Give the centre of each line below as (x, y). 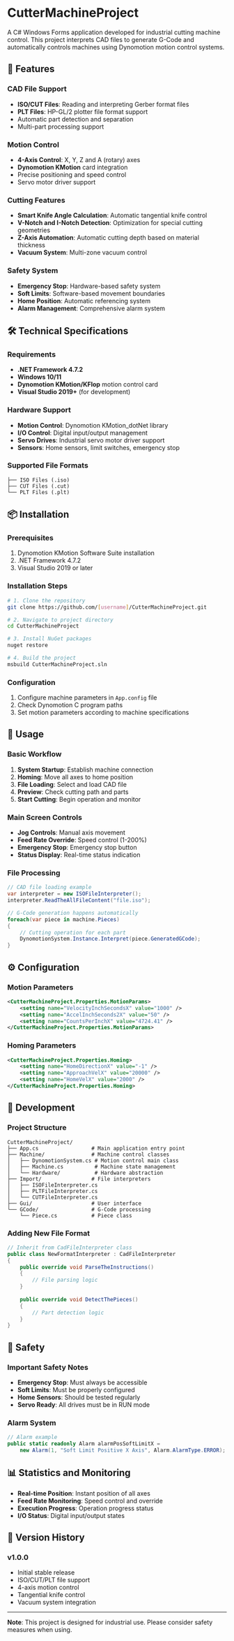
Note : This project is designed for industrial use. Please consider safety (110, 1622)
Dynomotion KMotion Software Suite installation (86, 553)
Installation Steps (38, 586)
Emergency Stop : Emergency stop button (77, 848)
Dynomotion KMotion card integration (72, 167)
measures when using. (40, 1630)
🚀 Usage (25, 734)
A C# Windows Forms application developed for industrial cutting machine (114, 32)
